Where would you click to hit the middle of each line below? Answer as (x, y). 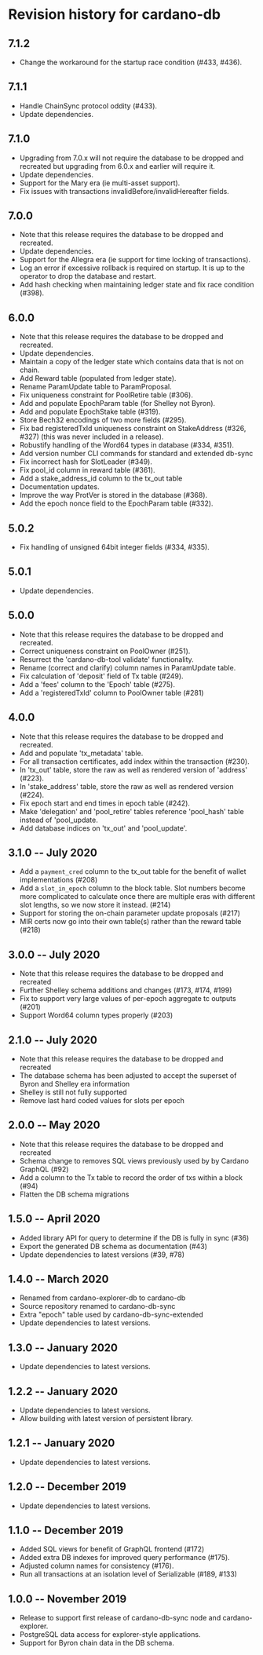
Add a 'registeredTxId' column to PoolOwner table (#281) (111, 692)
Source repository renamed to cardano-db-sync (97, 1306)
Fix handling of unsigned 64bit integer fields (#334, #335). (114, 547)
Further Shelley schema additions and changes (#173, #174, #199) (126, 990)
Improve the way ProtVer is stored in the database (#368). (113, 495)
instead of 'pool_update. (58, 820)
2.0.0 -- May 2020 (54, 1125)
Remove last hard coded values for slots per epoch (102, 1100)
